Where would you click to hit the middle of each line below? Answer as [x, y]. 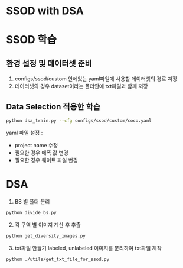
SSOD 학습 [32, 40]
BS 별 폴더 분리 [32, 201]
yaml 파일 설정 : [24, 133]
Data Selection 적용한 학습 [53, 107]
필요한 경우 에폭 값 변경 [42, 153]
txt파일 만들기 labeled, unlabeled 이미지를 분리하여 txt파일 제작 [88, 248]
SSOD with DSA [45, 11]
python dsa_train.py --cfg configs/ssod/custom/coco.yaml [79, 121]
